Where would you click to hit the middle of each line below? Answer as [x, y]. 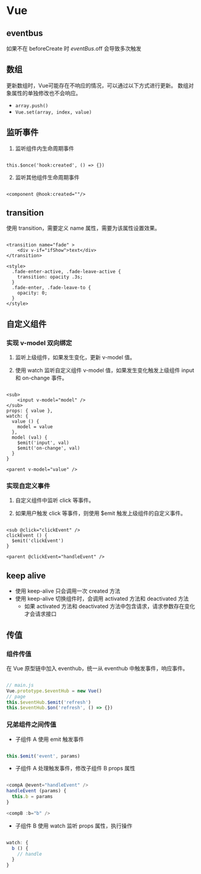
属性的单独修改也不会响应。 [46, 93]
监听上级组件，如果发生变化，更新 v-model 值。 [75, 357]
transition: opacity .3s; [50, 277]
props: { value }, [30, 411]
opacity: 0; [32, 293]
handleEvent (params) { [37, 791]
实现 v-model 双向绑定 [39, 343]
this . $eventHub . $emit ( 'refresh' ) [49, 702]
